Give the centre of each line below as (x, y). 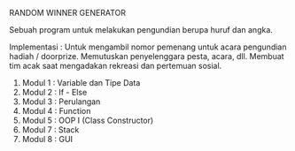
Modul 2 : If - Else (54, 92)
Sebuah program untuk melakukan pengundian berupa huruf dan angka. (141, 30)
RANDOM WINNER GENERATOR (68, 13)
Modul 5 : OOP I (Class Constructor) (88, 120)
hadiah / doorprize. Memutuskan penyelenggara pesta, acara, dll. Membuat (147, 56)
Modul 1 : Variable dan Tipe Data (81, 83)
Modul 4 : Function (56, 111)
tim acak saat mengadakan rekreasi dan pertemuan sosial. (116, 66)
